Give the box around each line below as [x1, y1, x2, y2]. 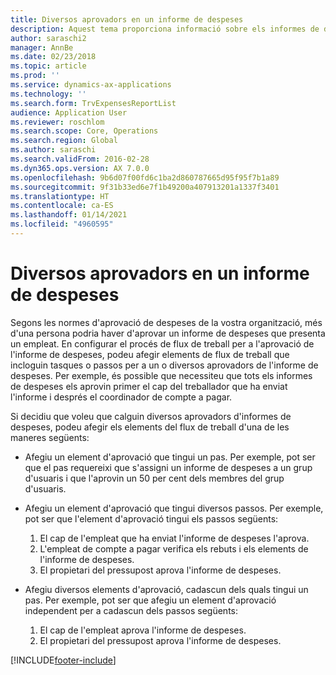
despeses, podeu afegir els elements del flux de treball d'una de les [10, 421, 290, 433]
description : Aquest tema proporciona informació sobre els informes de [10, 24, 320, 34]
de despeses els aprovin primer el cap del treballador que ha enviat [10, 380, 288, 392]
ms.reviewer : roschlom [10, 117, 105, 127]
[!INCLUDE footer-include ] [10, 654, 117, 666]
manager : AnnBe [10, 42, 74, 53]
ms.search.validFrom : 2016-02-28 [10, 154, 150, 164]
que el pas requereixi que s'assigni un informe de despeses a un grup [24, 461, 313, 473]
